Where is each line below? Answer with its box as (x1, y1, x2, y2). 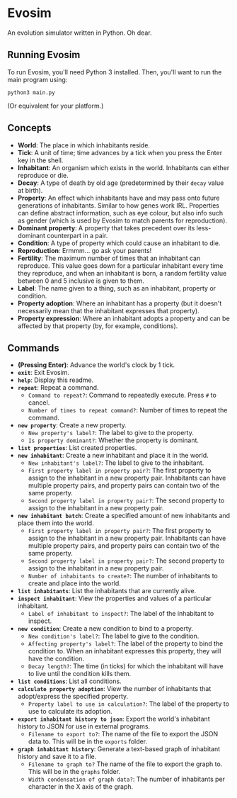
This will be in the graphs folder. (28, 768, 121, 776)
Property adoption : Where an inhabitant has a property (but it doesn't (17, 299, 222, 308)
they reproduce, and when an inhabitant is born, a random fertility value (17, 269, 227, 277)
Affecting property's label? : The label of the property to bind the (28, 639, 224, 648)
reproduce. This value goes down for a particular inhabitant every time (17, 261, 224, 270)
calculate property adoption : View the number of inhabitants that (17, 685, 212, 693)
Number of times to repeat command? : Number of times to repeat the (28, 406, 228, 415)
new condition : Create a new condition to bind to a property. (17, 624, 193, 633)
